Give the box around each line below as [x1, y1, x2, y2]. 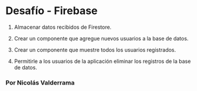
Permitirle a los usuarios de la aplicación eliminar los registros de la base [14, 58, 191, 65]
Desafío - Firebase [5, 4, 98, 18]
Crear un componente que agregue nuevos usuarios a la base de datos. [14, 35, 189, 42]
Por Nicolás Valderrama [5, 78, 75, 86]
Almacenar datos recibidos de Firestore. [14, 23, 111, 31]
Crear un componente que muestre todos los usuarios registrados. [14, 46, 176, 53]
